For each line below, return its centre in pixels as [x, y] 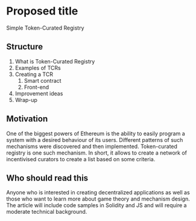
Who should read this [47, 178]
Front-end [36, 87]
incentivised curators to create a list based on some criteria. [81, 159]
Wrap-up [26, 100]
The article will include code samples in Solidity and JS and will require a [96, 205]
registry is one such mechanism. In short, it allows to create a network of [97, 153]
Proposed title [42, 11]
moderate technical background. [47, 212]
